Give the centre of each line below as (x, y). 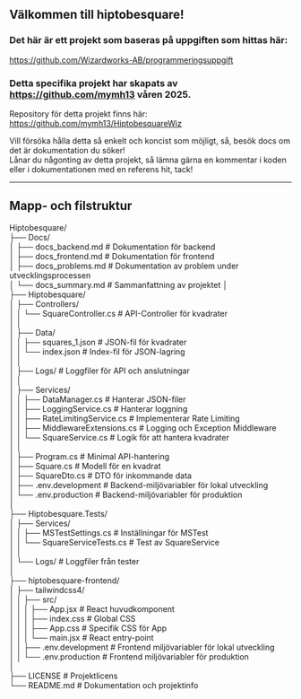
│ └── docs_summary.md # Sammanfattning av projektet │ (119, 284)
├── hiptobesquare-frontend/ (64, 580)
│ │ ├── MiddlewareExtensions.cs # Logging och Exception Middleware (143, 428)
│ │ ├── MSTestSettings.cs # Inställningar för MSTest (109, 532)
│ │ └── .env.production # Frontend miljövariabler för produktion (129, 656)
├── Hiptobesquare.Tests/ (58, 513)
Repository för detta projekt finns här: (78, 114)
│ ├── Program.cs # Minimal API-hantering (90, 456)
